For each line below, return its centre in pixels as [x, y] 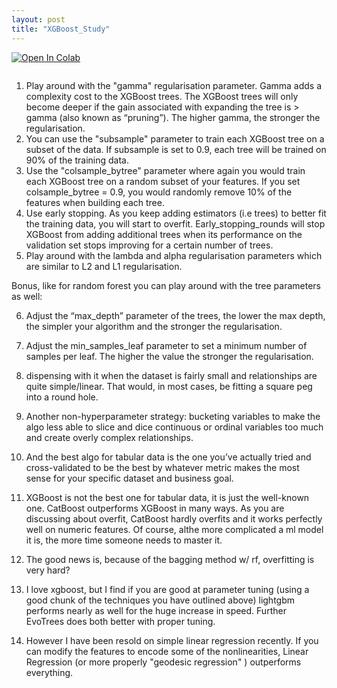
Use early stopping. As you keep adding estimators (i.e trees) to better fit [176, 213]
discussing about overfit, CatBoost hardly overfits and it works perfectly [174, 518]
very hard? [48, 570]
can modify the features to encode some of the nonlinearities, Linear [167, 651]
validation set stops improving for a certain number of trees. [149, 245]
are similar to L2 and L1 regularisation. [104, 266]
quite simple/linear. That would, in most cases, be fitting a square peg [169, 386]
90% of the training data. [77, 160]
